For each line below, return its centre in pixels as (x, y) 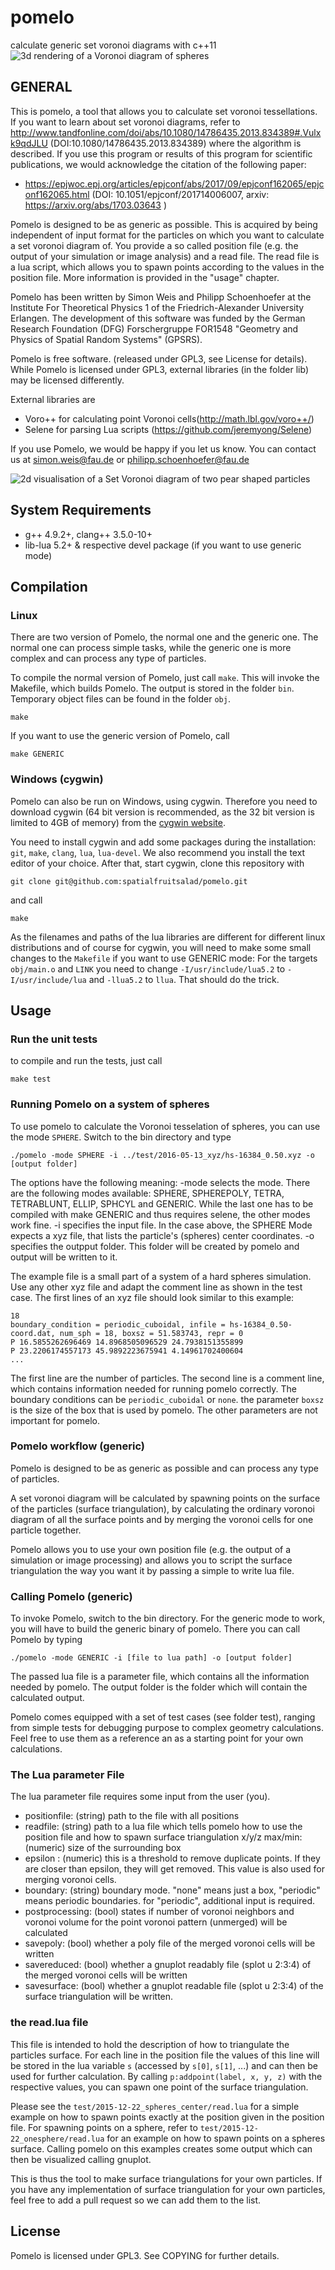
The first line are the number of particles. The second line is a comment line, (167, 1378)
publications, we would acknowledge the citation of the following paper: (158, 164)
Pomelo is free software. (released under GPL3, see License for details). (159, 358)
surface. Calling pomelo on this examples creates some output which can (161, 2148)
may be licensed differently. (67, 380)
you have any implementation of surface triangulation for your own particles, (168, 2189)
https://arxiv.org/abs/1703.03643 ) (96, 205)
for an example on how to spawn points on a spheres (216, 2138)
